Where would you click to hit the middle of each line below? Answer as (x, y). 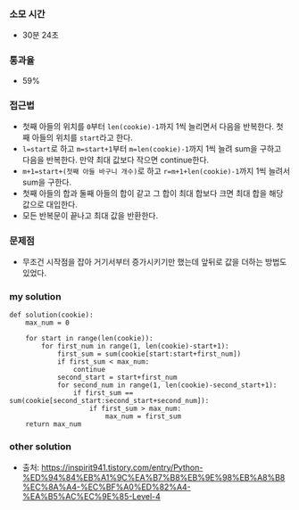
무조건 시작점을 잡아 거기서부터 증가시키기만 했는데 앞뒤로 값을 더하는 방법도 (154, 262)
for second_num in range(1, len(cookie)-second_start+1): (167, 385)
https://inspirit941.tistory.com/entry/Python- (122, 467)
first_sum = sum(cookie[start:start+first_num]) (149, 354)
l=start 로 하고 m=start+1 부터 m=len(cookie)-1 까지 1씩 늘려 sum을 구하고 (152, 148)
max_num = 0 (47, 323)
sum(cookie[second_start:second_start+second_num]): (109, 401)
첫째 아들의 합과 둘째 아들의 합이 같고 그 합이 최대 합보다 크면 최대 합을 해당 (153, 193)
